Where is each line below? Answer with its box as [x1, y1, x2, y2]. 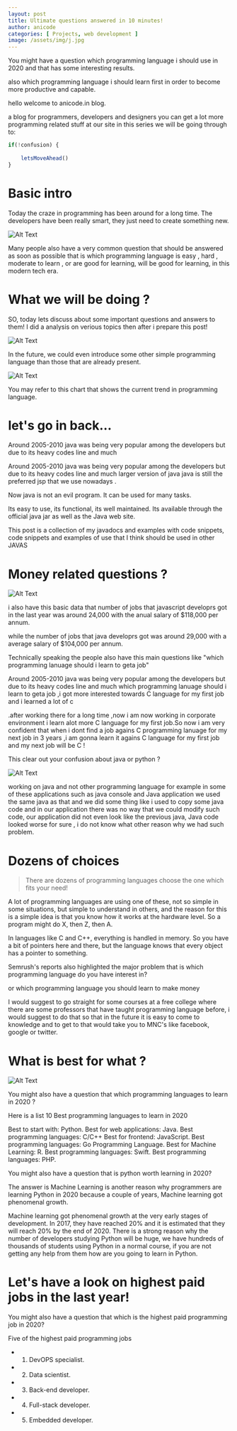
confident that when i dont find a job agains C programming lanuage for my [8, 726, 228, 735]
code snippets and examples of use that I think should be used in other [8, 533, 215, 542]
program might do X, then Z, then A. [8, 920, 113, 929]
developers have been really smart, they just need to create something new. [8, 216, 229, 224]
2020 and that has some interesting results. [8, 64, 135, 72]
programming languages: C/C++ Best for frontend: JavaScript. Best [8, 1133, 205, 1141]
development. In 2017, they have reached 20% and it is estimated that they [8, 1219, 226, 1228]
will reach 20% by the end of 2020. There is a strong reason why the [8, 1226, 209, 1236]
